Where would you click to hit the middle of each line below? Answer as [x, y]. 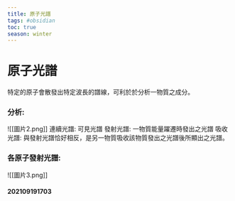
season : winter [30, 34]
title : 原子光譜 [29, 14]
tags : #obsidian [31, 21]
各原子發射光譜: [34, 158]
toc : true [22, 27]
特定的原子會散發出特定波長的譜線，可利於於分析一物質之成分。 [100, 92]
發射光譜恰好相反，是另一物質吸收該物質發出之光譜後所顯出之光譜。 [129, 138]
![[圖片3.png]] [28, 175]
